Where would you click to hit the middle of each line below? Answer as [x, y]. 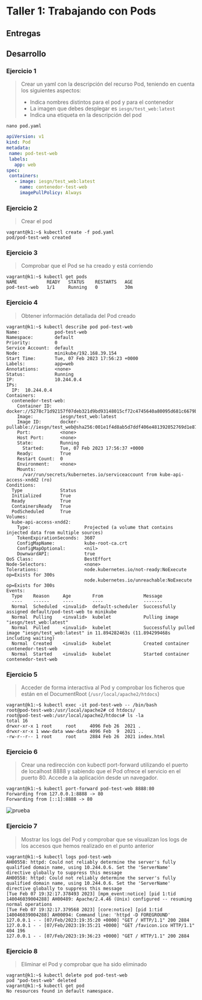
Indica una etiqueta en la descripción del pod [86, 115]
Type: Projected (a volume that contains [95, 527]
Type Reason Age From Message [87, 596]
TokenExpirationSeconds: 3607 [56, 538]
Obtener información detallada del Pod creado [78, 315]
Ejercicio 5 [22, 674]
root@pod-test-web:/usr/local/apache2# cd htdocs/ [71, 710]
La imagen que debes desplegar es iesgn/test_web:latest [103, 109]
